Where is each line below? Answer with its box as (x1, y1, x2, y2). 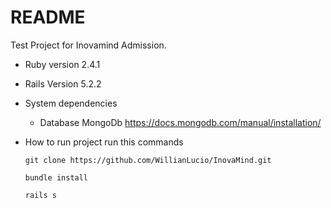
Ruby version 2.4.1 (24, 58, 101, 70)
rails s (24, 190, 57, 200)
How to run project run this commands (24, 136, 184, 148)
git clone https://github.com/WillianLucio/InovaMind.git (24, 155, 272, 165)
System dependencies (24, 97, 118, 109)
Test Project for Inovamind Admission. (10, 39, 167, 51)
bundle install (24, 172, 89, 183)
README (10, 6, 86, 29)
